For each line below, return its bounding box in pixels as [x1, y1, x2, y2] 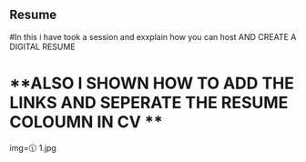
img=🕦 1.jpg [9, 142, 56, 153]
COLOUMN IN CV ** [9, 112, 163, 132]
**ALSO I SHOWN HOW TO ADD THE [9, 73, 294, 94]
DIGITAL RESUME [9, 41, 76, 52]
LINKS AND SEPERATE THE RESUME [9, 93, 289, 113]
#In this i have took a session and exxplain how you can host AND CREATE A [9, 31, 297, 42]
